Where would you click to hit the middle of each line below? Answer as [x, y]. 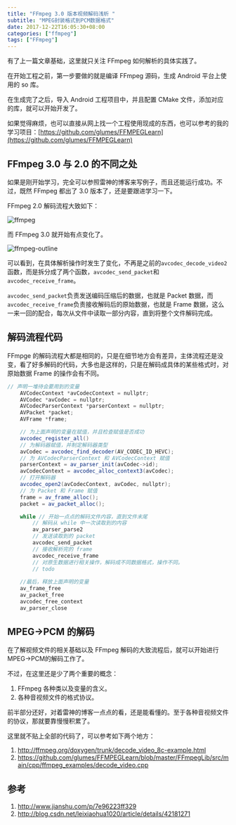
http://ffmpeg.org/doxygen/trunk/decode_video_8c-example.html [112, 750]
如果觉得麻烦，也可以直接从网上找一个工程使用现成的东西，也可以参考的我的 [118, 123]
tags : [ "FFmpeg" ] [33, 40]
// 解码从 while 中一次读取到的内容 [80, 523]
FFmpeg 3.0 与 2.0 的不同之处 [72, 164]
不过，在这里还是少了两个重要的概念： [63, 674]
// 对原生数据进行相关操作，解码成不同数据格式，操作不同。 [108, 562]
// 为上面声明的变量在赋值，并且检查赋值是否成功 [82, 432]
